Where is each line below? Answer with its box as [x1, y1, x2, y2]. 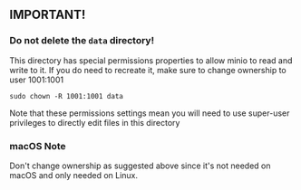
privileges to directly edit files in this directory [9, 117, 180, 128]
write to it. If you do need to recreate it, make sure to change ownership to [9, 64, 287, 75]
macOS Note [9, 139, 66, 152]
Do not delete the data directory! [9, 34, 155, 47]
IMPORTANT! [9, 7, 86, 23]
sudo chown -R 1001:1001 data [9, 91, 124, 100]
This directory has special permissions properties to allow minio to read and [9, 54, 293, 66]
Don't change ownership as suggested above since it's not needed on [9, 160, 271, 171]
